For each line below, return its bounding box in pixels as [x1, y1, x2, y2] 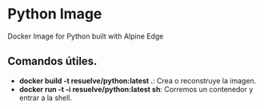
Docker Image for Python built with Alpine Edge [7, 31, 164, 41]
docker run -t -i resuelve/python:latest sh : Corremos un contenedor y [18, 84, 254, 94]
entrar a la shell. [18, 93, 73, 103]
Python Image [7, 5, 102, 23]
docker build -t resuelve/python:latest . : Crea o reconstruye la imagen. [18, 75, 257, 85]
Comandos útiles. [7, 54, 98, 68]
